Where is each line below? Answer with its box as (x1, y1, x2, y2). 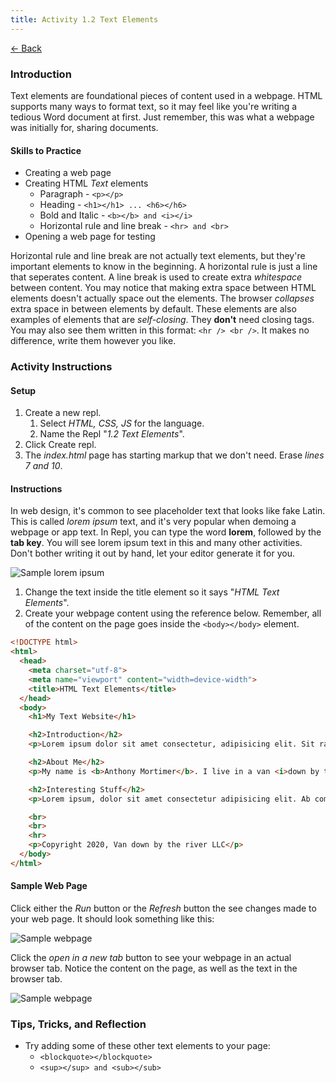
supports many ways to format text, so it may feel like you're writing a (10, 100, 298, 112)
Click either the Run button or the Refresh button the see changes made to (10, 902, 317, 915)
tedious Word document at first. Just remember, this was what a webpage (10, 111, 315, 123)
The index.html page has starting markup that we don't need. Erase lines (24, 449, 325, 461)
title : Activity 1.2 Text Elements (10, 14, 159, 25)
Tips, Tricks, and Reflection (10, 1017, 147, 1031)
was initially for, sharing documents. (10, 121, 159, 133)
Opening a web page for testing (24, 231, 156, 243)
